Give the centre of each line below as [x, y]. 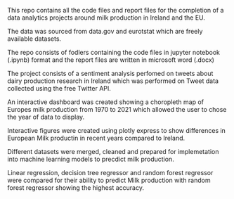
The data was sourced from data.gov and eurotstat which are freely [105, 31]
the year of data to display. [46, 117]
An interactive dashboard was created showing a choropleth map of [105, 102]
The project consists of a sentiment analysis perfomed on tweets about [110, 73]
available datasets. [34, 39]
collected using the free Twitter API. [59, 88]
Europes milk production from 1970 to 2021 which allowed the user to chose [117, 109]
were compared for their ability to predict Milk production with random [109, 180]
